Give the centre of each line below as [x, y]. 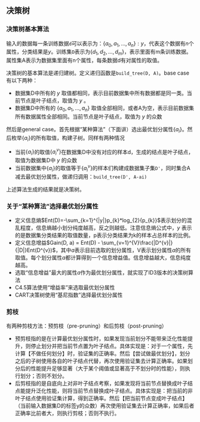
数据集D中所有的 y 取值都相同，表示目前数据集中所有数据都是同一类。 [101, 93]
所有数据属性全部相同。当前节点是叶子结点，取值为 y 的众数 [88, 117]
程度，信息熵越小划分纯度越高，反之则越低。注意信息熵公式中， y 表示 [106, 227]
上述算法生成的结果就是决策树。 [45, 189]
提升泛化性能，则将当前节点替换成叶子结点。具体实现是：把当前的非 [109, 391]
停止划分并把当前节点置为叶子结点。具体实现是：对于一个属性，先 [112, 346]
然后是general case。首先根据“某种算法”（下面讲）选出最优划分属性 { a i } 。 [97, 130]
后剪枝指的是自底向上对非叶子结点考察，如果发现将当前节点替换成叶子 [101, 383]
